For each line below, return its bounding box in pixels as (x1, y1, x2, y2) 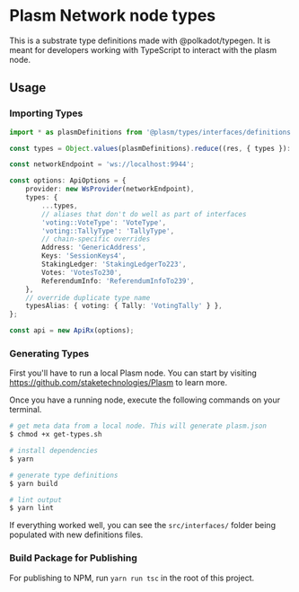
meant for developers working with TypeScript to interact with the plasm (9, 44, 277, 55)
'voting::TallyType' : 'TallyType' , (41, 226, 175, 235)
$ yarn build (9, 479, 58, 488)
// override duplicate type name (25, 293, 151, 302)
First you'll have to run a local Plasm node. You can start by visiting (9, 367, 258, 378)
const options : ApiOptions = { (9, 176, 127, 185)
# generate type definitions (9, 471, 119, 480)
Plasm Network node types (9, 5, 216, 26)
